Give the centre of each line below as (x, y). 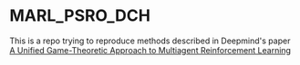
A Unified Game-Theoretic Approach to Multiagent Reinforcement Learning (150, 50)
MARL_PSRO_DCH (80, 16)
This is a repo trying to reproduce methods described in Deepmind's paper (150, 41)
